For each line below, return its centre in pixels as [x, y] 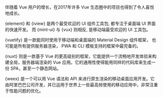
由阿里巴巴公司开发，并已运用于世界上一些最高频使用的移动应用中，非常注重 [81, 85]
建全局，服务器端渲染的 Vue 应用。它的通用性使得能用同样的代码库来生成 [78, 62]
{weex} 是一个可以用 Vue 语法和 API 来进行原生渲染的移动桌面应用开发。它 [80, 79]
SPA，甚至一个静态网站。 [36, 68]
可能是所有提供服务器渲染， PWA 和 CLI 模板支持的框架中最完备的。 [73, 46]
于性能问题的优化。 [24, 91]
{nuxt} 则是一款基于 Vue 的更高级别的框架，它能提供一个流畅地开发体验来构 [81, 56]
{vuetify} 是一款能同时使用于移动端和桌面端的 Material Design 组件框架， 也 [81, 40]
